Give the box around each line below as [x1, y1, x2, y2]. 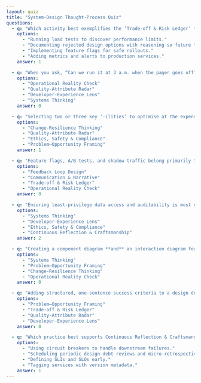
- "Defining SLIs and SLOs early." [22, 356, 111, 362]
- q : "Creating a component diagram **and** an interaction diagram [11, 246, 186, 252]
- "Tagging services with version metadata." [22, 362, 138, 368]
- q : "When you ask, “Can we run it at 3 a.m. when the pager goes [11, 69, 184, 75]
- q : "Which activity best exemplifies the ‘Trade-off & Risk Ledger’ [11, 25, 191, 32]
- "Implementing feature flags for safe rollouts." [22, 48, 154, 54]
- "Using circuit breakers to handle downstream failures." [22, 345, 175, 351]
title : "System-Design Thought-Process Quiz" [6, 14, 121, 20]
